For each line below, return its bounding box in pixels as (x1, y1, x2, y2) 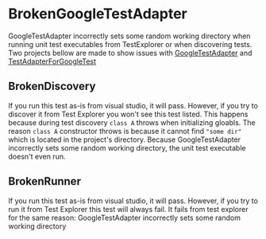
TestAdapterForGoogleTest (8, 57, 97, 66)
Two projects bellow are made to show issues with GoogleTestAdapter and (8, 48, 253, 57)
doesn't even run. (8, 151, 66, 161)
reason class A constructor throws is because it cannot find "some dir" (8, 126, 242, 135)
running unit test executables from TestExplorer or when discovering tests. (8, 39, 253, 49)
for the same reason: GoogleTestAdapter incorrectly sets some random (8, 213, 241, 222)
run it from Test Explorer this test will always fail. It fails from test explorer (8, 204, 249, 214)
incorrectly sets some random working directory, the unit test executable (8, 143, 246, 152)
